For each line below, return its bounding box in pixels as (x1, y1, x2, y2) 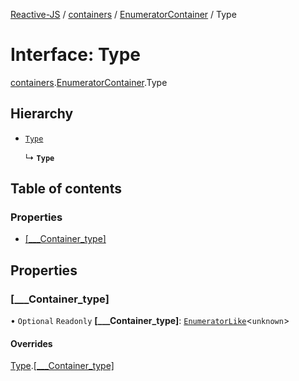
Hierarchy (10, 105, 74, 123)
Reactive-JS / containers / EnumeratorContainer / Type (10, 9, 237, 20)
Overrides (10, 337, 53, 349)
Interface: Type (10, 44, 142, 66)
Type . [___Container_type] (10, 360, 115, 372)
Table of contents (10, 180, 122, 198)
